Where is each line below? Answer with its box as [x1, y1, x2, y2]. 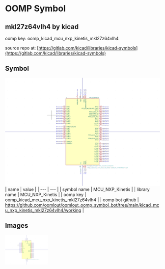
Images [5, 221, 28, 230]
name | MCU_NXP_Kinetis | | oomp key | [5, 191, 86, 197]
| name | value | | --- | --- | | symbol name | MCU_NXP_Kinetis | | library [5, 186, 150, 192]
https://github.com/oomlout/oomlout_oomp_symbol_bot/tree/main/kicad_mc [5, 202, 160, 208]
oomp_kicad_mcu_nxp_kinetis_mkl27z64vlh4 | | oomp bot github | [5, 197, 139, 203]
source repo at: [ [5, 45, 39, 51]
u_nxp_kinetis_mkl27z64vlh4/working [5, 207, 82, 213]
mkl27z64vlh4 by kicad [5, 23, 79, 31]
